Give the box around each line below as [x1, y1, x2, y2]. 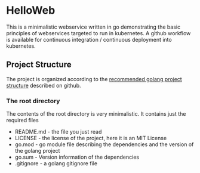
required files [6, 117, 39, 124]
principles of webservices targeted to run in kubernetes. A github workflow [6, 29, 191, 36]
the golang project [14, 147, 60, 155]
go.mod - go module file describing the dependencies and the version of [14, 141, 194, 148]
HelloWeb [6, 4, 56, 17]
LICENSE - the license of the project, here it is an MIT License [14, 135, 167, 142]
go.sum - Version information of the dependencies [14, 153, 139, 161]
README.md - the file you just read [14, 128, 102, 135]
